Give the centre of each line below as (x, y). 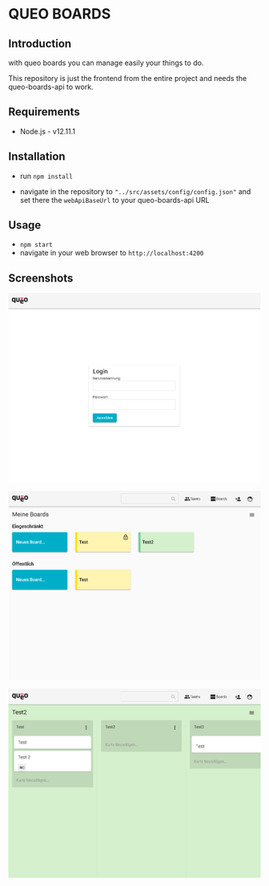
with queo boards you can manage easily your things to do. (106, 63)
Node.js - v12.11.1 (48, 131)
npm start (36, 245)
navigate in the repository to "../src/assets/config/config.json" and (135, 191)
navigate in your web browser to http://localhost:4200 (112, 253)
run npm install (46, 176)
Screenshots (41, 278)
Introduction (40, 44)
